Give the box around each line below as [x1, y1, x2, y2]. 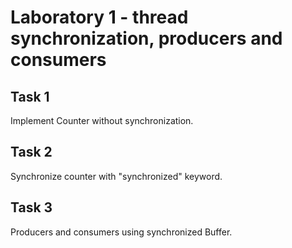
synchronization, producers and [10, 27, 283, 50]
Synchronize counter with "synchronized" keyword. [10, 170, 223, 182]
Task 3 [10, 199, 53, 216]
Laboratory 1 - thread [10, 6, 189, 29]
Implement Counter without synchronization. [10, 115, 194, 126]
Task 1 [10, 88, 50, 105]
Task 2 [10, 144, 53, 161]
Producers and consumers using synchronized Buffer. [10, 226, 233, 238]
